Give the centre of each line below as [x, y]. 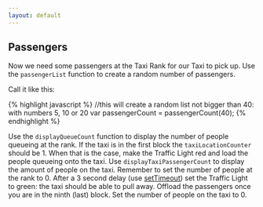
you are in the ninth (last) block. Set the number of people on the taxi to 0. [128, 195]
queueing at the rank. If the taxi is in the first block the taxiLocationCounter [130, 145]
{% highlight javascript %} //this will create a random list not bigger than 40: [131, 105]
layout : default [35, 15]
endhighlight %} [34, 122]
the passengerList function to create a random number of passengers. [122, 74]
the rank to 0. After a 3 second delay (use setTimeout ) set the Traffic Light [128, 178]
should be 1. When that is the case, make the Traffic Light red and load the [128, 153]
